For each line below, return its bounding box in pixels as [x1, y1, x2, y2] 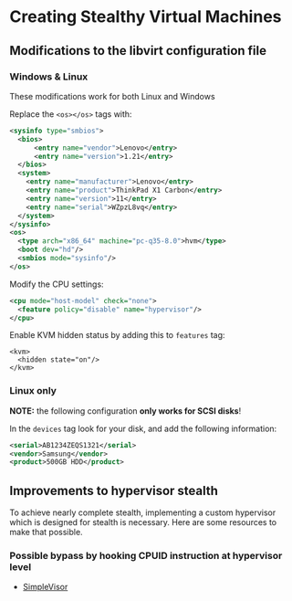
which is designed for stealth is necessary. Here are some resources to [9, 517, 277, 528]
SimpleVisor [22, 582, 68, 593]
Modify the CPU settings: [9, 279, 104, 290]
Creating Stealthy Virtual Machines [9, 6, 282, 27]
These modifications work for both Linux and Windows [9, 90, 216, 101]
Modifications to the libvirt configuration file [9, 43, 267, 58]
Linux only [9, 385, 57, 397]
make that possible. [9, 527, 84, 538]
